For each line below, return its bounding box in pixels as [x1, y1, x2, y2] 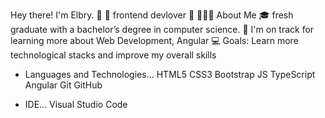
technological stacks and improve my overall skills [10, 49, 217, 61]
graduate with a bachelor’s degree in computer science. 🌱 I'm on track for [10, 24, 315, 35]
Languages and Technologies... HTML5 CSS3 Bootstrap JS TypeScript [24, 69, 316, 80]
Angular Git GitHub [24, 79, 103, 91]
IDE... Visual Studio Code [24, 99, 128, 110]
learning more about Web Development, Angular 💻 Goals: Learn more [10, 35, 299, 46]
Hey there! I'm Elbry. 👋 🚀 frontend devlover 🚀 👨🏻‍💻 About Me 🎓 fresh [10, 9, 294, 21]
